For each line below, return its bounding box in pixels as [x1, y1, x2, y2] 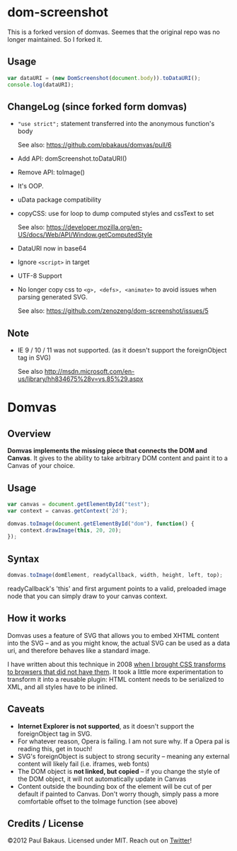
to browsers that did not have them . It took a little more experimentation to [7, 667, 224, 676]
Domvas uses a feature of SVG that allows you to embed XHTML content [7, 631, 219, 639]
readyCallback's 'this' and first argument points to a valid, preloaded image [7, 585, 226, 593]
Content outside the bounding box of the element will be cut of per [17, 782, 212, 790]
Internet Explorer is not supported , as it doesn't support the [17, 721, 195, 730]
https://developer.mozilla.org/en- [46, 223, 143, 232]
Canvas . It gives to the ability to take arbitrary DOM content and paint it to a [7, 454, 229, 462]
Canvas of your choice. [7, 462, 76, 470]
